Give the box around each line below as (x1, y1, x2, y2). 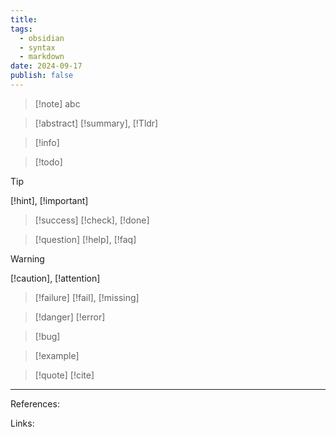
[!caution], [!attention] (10, 272, 101, 284)
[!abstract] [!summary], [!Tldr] (34, 117, 159, 129)
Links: (10, 417, 35, 429)
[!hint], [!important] (10, 194, 89, 206)
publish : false (10, 71, 74, 81)
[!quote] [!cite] (34, 369, 95, 381)
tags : (10, 24, 33, 34)
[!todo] (34, 156, 63, 168)
